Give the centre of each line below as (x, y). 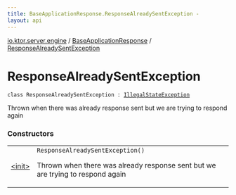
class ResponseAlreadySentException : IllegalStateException (99, 95)
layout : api (25, 20)
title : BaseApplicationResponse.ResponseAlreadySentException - (103, 14)
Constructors (31, 134)
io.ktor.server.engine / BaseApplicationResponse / (80, 40)
